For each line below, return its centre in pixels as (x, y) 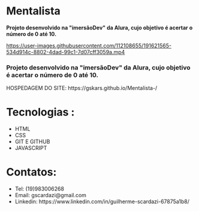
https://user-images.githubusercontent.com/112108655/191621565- (89, 46)
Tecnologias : (40, 112)
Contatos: (31, 172)
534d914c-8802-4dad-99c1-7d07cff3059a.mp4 (66, 52)
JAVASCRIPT (31, 148)
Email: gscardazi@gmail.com (51, 195)
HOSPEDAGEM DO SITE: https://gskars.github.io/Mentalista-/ (82, 88)
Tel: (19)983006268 (40, 189)
